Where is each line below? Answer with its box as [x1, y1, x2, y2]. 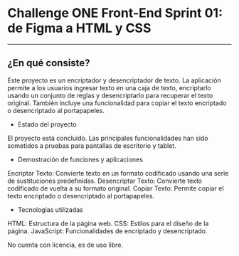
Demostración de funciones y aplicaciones [17, 155, 144, 164]
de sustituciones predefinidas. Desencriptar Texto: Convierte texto [7, 176, 203, 185]
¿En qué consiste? [7, 57, 90, 69]
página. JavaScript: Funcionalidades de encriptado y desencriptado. [7, 226, 208, 235]
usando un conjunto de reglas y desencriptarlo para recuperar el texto [7, 91, 213, 100]
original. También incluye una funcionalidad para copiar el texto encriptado [7, 98, 227, 107]
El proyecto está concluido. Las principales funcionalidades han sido [7, 134, 208, 142]
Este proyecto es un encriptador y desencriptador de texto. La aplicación [7, 76, 222, 85]
